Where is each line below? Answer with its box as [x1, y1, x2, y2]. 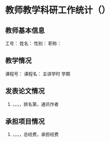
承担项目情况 [5, 117, 45, 126]
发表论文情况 [5, 87, 45, 95]
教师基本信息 [5, 26, 45, 35]
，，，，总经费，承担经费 [12, 131, 59, 137]
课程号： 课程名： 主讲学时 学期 [5, 71, 70, 77]
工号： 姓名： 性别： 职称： [5, 41, 61, 46]
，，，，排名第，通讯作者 [12, 101, 59, 107]
